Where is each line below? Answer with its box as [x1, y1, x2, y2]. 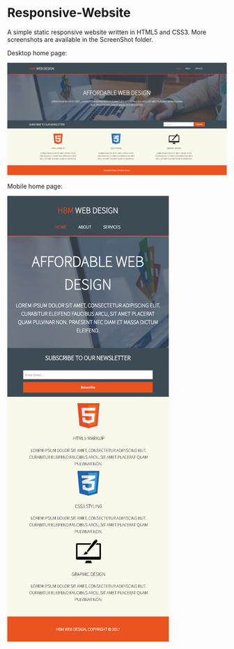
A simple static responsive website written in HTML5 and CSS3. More [7, 28, 207, 36]
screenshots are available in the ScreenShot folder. [7, 35, 153, 43]
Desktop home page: [7, 49, 68, 57]
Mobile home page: [7, 182, 63, 190]
